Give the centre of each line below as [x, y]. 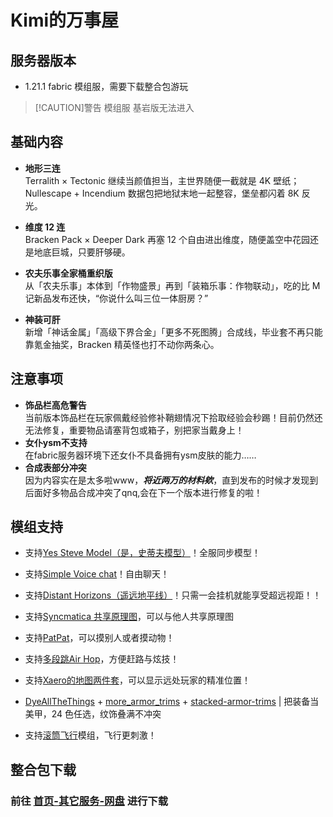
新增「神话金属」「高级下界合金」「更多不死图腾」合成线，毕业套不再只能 [173, 332]
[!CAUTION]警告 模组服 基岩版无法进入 [114, 107]
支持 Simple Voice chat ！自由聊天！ [97, 574]
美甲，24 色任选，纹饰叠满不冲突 [93, 714]
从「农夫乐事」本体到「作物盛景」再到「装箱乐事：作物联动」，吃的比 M [172, 285]
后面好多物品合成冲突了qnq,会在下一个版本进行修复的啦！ [143, 492]
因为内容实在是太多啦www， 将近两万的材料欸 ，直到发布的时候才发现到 [171, 480]
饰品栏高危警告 [55, 405]
